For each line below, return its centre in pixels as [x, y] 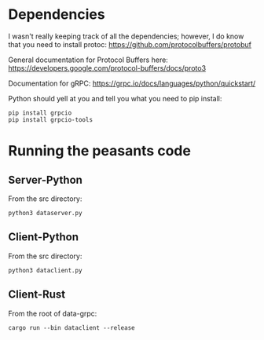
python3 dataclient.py [45, 270]
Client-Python [44, 237]
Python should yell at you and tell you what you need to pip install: [115, 98]
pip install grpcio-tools [50, 119]
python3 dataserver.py [45, 213]
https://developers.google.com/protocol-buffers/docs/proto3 [107, 68]
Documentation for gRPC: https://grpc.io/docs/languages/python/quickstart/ [132, 83]
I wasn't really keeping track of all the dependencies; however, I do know [126, 36]
